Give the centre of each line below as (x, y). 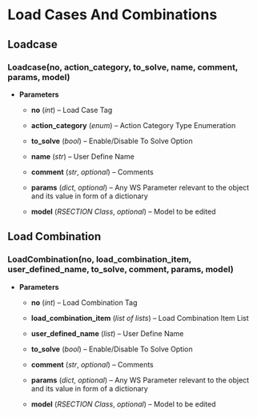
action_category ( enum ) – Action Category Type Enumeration (133, 125)
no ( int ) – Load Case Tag (72, 110)
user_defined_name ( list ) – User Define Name (107, 333)
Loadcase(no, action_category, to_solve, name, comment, (122, 67)
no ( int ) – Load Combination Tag (84, 303)
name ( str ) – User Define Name (83, 156)
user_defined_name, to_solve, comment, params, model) (120, 270)
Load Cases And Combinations (112, 15)
